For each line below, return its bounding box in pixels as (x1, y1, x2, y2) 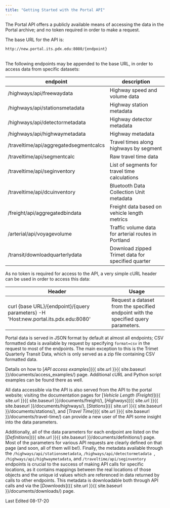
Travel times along (109, 138, 153, 145)
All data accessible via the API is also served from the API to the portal (5, 386, 152, 393)
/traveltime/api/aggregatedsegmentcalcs (8, 141, 105, 148)
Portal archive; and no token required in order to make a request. (5, 26, 140, 33)
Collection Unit (109, 188, 145, 196)
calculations (109, 174, 139, 181)
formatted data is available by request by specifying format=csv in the (5, 340, 150, 346)
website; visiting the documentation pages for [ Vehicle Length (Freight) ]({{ (5, 392, 161, 398)
